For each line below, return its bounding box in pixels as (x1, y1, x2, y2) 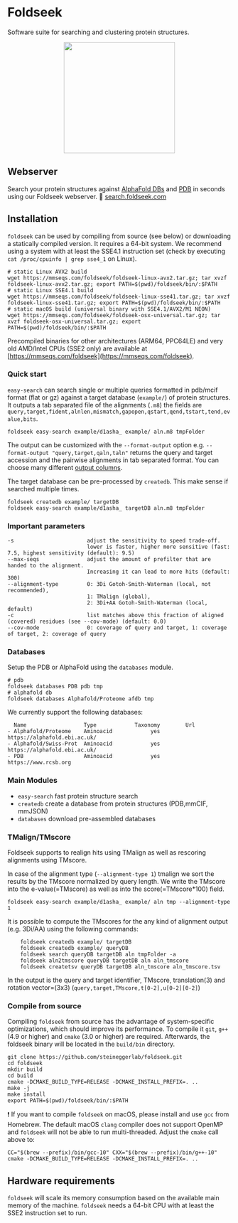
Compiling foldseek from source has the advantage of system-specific (7, 1018, 215, 1026)
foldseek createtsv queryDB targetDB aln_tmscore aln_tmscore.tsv (20, 963, 221, 971)
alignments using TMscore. (7, 856, 87, 865)
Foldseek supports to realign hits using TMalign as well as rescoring (7, 848, 206, 857)
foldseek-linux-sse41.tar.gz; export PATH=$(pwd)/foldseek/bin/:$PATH (7, 299, 221, 306)
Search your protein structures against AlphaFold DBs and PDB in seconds (7, 184, 225, 193)
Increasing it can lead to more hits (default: (86, 568, 231, 576)
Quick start (7, 369, 48, 379)
